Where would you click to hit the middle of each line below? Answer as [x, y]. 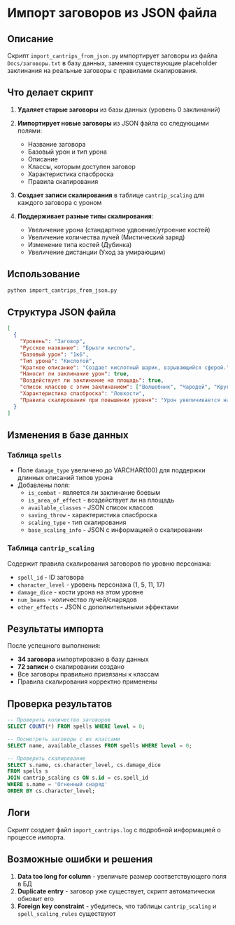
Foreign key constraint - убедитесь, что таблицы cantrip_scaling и [117, 906]
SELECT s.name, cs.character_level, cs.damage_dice [84, 765]
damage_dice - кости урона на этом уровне [80, 592]
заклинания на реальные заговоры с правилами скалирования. [102, 71]
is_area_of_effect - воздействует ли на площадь [101, 500]
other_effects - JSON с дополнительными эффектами [98, 607]
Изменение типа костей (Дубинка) [80, 244]
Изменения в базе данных [68, 435]
